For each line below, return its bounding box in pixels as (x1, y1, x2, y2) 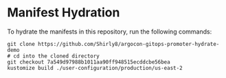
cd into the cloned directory (13, 53, 100, 60)
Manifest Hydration (7, 5, 120, 21)
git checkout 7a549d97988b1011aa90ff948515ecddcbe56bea (7, 58, 170, 66)
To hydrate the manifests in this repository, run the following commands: (7, 27, 212, 36)
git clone (7, 40, 36, 47)
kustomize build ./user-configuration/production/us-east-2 (7, 64, 183, 71)
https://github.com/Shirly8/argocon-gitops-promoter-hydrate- (37, 40, 220, 47)
